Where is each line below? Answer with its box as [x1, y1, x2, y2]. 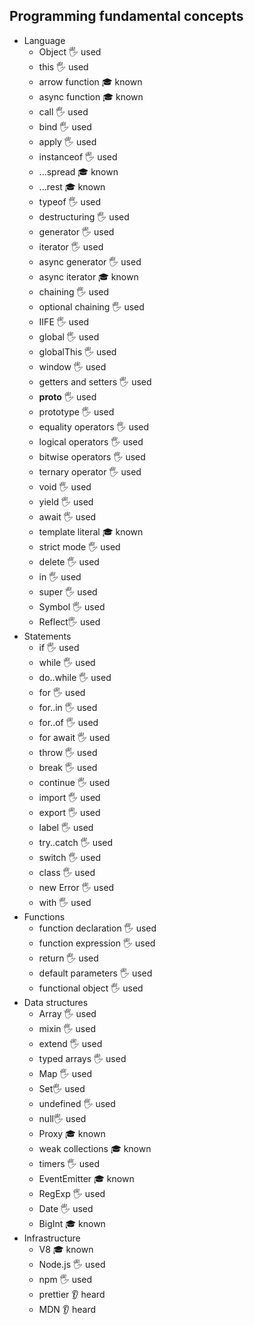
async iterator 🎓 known [38, 270, 139, 283]
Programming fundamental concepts [9, 8, 244, 25]
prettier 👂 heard [38, 1288, 106, 1300]
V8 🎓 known [38, 1243, 94, 1255]
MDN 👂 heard [38, 1303, 97, 1315]
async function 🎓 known [38, 90, 144, 103]
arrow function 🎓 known [38, 75, 143, 88]
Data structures [23, 996, 89, 1008]
